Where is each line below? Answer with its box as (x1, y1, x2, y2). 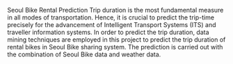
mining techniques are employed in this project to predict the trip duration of (7, 35, 226, 44)
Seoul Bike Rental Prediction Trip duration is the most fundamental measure (7, 6, 224, 14)
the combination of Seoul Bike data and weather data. (7, 50, 161, 58)
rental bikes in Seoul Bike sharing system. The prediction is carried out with (7, 43, 223, 51)
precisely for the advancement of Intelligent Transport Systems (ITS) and (7, 21, 217, 29)
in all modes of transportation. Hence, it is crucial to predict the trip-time (7, 13, 214, 22)
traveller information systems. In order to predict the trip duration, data (7, 28, 210, 36)
